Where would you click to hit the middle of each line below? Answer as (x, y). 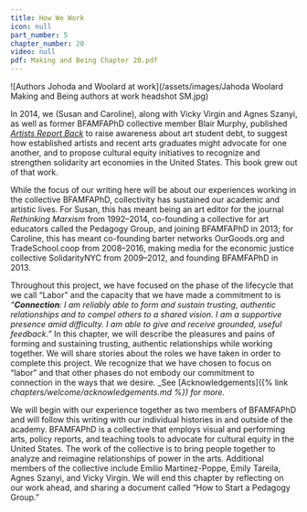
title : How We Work (48, 18)
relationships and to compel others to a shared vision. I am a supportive (146, 315)
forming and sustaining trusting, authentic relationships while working (142, 343)
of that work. (34, 172)
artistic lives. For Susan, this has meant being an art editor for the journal (147, 209)
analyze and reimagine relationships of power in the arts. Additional (137, 459)
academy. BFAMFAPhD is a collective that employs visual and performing (148, 429)
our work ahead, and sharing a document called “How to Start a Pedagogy (150, 487)
